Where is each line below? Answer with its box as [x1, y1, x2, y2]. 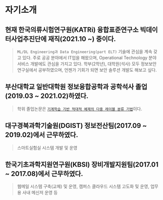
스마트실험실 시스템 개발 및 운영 [17, 145, 77, 150]
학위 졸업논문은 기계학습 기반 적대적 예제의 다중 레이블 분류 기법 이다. [17, 106, 142, 112]
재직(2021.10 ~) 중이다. [48, 35, 116, 43]
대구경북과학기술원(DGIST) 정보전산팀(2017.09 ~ [5, 122, 147, 130]
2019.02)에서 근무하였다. [5, 131, 78, 139]
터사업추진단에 [5, 35, 47, 43]
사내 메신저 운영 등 [22, 190, 58, 196]
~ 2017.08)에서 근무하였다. [5, 170, 83, 178]
